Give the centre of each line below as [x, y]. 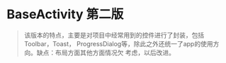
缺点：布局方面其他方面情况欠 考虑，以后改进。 [106, 52]
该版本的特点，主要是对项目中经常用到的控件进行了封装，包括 [114, 35]
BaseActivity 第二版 [65, 14]
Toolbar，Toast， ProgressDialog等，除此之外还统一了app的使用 [118, 43]
